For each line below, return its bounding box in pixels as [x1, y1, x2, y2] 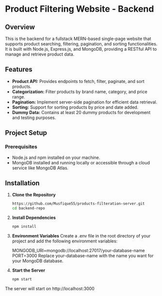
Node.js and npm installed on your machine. [12, 155, 100, 160]
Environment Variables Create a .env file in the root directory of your [12, 233, 151, 238]
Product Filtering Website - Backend [5, 3, 154, 15]
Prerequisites [5, 143, 37, 150]
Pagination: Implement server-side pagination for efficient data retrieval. [12, 99, 158, 105]
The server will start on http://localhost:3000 [5, 285, 95, 291]
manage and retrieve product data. [5, 51, 75, 57]
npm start [12, 276, 32, 281]
